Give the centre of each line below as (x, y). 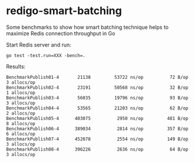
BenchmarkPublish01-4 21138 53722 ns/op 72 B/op (97, 77)
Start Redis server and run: (39, 45)
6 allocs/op (21, 134)
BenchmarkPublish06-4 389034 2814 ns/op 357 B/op (97, 129)
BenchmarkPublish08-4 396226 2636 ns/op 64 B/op (97, 149)
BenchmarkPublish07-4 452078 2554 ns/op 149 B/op (97, 139)
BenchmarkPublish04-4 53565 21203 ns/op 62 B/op (97, 108)
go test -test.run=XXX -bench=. (46, 55)
